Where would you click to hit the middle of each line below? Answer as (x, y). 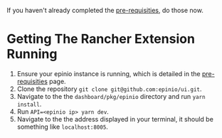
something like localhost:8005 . (62, 127)
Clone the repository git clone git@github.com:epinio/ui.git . (109, 89)
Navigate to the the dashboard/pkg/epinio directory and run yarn (111, 96)
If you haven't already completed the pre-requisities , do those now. (105, 10)
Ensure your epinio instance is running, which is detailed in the (109, 73)
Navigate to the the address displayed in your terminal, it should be (115, 119)
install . (29, 104)
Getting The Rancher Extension (101, 39)
